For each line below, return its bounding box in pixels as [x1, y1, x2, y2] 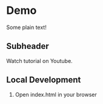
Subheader [6, 41, 50, 51]
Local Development [6, 75, 81, 85]
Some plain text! [6, 24, 47, 31]
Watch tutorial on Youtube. [6, 57, 73, 64]
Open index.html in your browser [15, 91, 97, 98]
